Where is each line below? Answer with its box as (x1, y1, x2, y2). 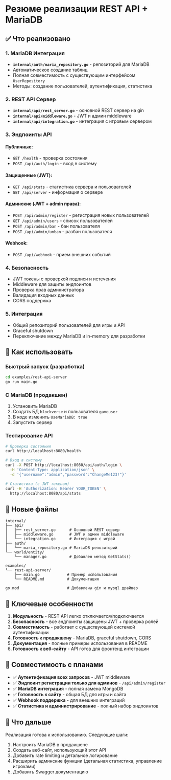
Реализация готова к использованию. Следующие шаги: (5, 731, 129, 738)
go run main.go (5, 380, 38, 385)
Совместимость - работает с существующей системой (12, 624, 135, 630)
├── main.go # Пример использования (14, 572, 117, 577)
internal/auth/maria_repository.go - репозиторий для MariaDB (12, 61, 150, 67)
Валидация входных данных (12, 292, 75, 298)
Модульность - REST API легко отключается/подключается (12, 613, 144, 619)
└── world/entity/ (5, 550, 44, 555)
